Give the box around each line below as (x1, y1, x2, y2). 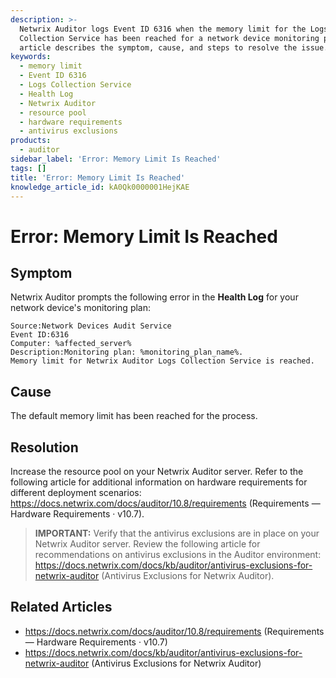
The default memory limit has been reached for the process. (10, 410, 258, 422)
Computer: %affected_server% (10, 339, 132, 349)
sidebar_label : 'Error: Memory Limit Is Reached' (10, 154, 222, 164)
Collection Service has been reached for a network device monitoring (19, 33, 320, 43)
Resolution (10, 439, 79, 456)
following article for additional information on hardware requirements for (10, 476, 308, 488)
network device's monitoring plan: (10, 302, 152, 314)
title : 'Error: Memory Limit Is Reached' (10, 172, 186, 183)
